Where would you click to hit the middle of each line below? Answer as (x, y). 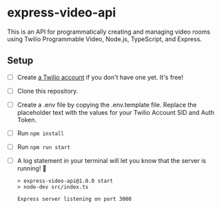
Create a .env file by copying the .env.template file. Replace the (107, 104)
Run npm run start (44, 147)
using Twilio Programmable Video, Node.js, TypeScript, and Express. (105, 38)
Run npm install (41, 133)
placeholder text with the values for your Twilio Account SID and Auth (116, 112)
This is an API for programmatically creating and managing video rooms (109, 32)
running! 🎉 (32, 168)
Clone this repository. (48, 91)
